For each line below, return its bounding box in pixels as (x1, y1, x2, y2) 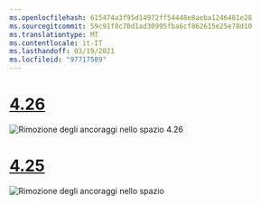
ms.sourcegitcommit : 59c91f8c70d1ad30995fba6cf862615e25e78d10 (9, 22, 253, 31)
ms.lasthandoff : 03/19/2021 (9, 47, 116, 56)
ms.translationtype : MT (9, 30, 99, 39)
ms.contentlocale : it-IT (9, 38, 103, 48)
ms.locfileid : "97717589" (9, 55, 107, 64)
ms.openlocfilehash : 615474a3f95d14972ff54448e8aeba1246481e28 (9, 13, 253, 23)
